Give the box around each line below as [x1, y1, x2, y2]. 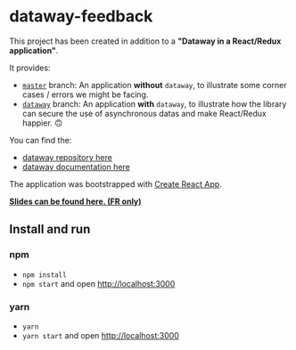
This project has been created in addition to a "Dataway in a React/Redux [9, 36, 282, 46]
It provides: [9, 62, 51, 73]
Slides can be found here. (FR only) [9, 196, 142, 207]
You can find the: [9, 134, 72, 145]
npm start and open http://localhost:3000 [21, 278, 176, 289]
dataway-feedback [9, 6, 153, 27]
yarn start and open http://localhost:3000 [21, 330, 180, 340]
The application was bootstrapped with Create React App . [9, 178, 223, 189]
